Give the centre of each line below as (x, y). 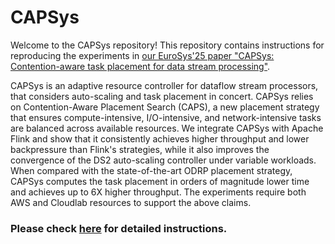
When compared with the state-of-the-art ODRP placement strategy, (151, 170)
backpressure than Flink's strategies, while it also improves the (140, 149)
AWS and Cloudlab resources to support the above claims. (131, 202)
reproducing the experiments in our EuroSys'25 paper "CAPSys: (142, 55)
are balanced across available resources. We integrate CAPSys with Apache (167, 128)
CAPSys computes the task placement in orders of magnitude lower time (160, 181)
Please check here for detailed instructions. (119, 228)
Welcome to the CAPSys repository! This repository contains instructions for (167, 45)
